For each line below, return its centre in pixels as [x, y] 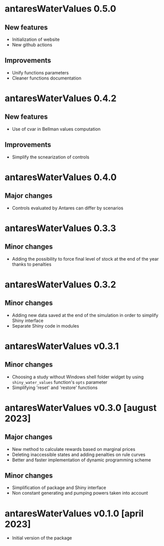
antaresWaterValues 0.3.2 [60, 284]
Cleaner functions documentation [46, 78]
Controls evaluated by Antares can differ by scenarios [68, 208]
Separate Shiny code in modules [45, 326]
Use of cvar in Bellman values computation [56, 129]
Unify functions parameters [40, 72]
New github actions [32, 45]
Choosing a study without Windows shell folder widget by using [78, 377]
